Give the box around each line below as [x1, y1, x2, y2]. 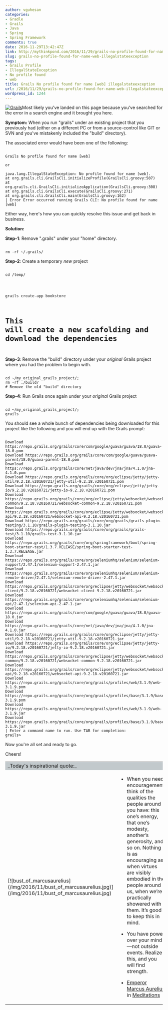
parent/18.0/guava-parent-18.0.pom [5, 457, 79, 462]
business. [5, 216, 25, 222]
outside [140, 943, 158, 950]
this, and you [126, 956, 157, 963]
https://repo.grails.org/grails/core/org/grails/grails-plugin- [25, 518, 162, 524]
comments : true [5, 40, 37, 45]
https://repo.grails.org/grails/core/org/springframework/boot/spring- [5, 540, 157, 545]
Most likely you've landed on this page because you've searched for [21, 104, 163, 110]
